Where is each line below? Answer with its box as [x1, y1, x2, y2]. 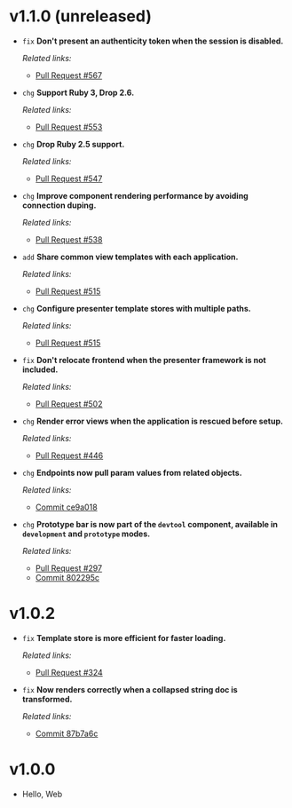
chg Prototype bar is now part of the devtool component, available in [21, 519, 278, 529]
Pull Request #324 [35, 667, 104, 677]
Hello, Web [21, 788, 63, 799]
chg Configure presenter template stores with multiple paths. [21, 303, 251, 313]
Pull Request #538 [35, 234, 103, 245]
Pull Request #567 [35, 69, 103, 81]
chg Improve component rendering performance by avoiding [21, 190, 249, 201]
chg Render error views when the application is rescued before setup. [21, 416, 284, 426]
